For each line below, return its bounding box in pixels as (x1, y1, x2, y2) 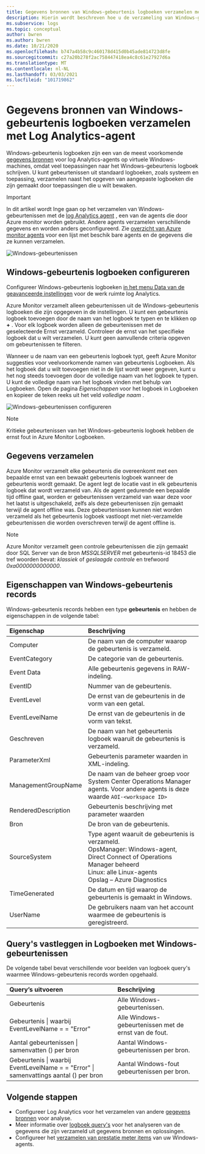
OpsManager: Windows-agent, (87, 845, 178, 853)
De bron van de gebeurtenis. (87, 820, 170, 828)
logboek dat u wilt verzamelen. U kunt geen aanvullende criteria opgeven (6, 334, 190, 342)
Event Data (9, 668, 41, 676)
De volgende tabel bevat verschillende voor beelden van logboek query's (6, 964, 191, 972)
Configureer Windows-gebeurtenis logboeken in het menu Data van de (6, 283, 185, 290)
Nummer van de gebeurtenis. (87, 681, 172, 690)
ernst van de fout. (117, 1028, 168, 1037)
